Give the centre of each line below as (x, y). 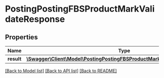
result (15, 59)
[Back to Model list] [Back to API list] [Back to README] (61, 71)
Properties (21, 37)
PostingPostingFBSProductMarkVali (80, 9)
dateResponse (35, 19)
